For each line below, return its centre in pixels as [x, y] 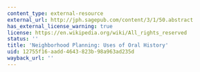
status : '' [23, 39]
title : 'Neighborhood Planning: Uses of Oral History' [88, 45]
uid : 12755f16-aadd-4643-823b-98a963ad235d [71, 52]
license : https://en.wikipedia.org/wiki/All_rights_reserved [97, 33]
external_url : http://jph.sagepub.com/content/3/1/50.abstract [100, 20]
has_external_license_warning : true [60, 26]
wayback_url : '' [30, 58]
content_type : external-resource [55, 13]
